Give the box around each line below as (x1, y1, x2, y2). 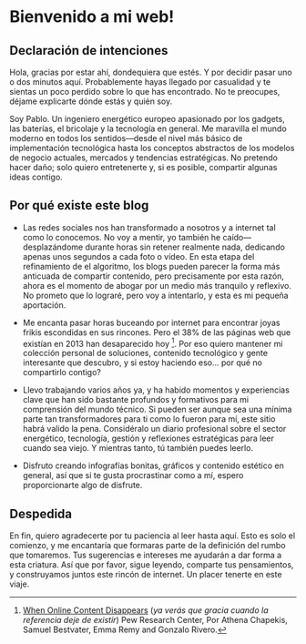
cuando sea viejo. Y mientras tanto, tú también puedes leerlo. (22, 443, 253, 454)
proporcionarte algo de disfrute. (22, 480, 143, 491)
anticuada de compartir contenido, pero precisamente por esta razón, (22, 271, 285, 281)
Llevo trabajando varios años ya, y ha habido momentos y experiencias (22, 384, 290, 395)
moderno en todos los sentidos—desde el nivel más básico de (9, 133, 243, 143)
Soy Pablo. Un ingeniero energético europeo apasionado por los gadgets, (9, 114, 285, 124)
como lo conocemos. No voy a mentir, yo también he (22, 231, 221, 242)
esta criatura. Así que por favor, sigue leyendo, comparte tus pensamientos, (9, 559, 294, 570)
